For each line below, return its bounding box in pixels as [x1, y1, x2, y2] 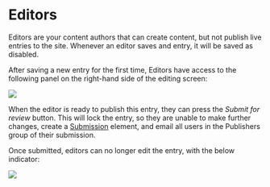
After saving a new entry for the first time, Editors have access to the [8, 64, 237, 74]
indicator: [8, 154, 40, 164]
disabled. [8, 49, 39, 59]
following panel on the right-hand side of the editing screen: [8, 73, 208, 83]
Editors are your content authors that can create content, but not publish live [8, 32, 262, 42]
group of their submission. [8, 130, 96, 139]
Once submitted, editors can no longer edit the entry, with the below [8, 145, 235, 155]
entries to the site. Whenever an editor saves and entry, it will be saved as [8, 40, 254, 50]
